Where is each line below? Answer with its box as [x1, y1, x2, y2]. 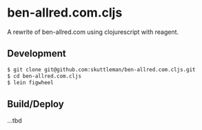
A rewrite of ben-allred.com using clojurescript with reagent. [7, 28, 179, 36]
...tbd [7, 116, 22, 125]
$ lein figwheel [7, 79, 54, 86]
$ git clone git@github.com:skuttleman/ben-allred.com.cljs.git [7, 66, 196, 73]
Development [7, 48, 67, 59]
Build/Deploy [7, 98, 64, 110]
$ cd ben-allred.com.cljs [7, 73, 81, 80]
